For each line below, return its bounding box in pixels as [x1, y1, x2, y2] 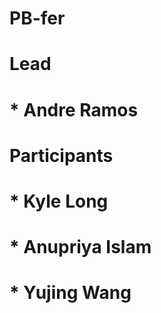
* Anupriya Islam [9, 236, 152, 259]
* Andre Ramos [9, 98, 139, 121]
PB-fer [9, 7, 66, 30]
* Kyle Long [9, 190, 109, 212]
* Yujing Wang [9, 282, 132, 304]
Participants [9, 144, 114, 167]
